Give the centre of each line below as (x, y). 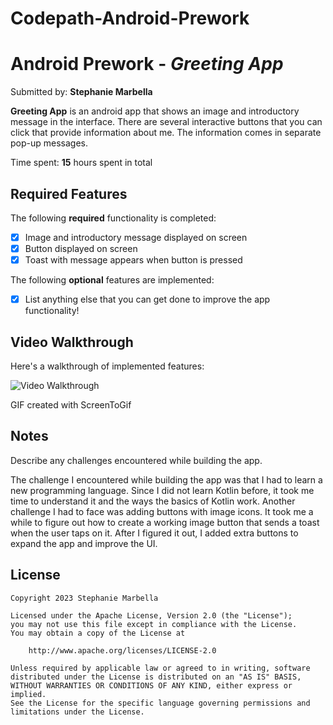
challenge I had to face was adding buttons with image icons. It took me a (162, 511)
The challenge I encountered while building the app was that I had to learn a (166, 479)
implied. (28, 694)
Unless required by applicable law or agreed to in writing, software (160, 668)
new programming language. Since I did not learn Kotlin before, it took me (162, 490)
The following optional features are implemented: (112, 280)
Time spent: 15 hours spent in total (81, 163)
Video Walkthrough (72, 342)
